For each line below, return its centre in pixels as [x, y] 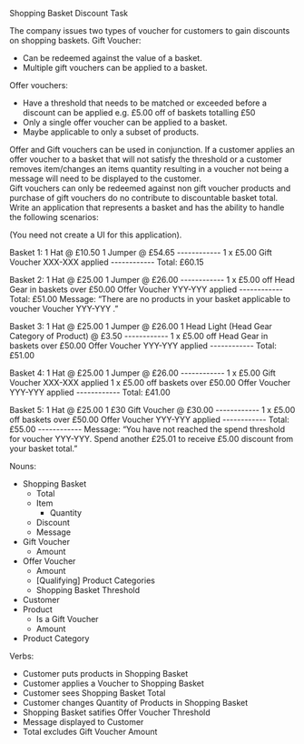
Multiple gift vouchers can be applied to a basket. [115, 68]
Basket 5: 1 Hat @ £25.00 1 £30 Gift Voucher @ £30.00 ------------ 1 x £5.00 [152, 410]
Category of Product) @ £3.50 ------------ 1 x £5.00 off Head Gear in [139, 336]
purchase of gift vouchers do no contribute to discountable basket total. [144, 198]
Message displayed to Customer [83, 722]
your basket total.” [44, 448]
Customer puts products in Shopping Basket [105, 674]
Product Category [56, 638]
